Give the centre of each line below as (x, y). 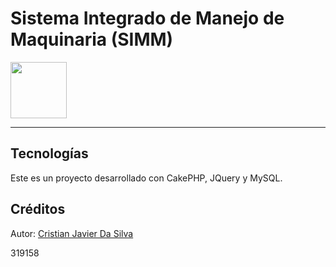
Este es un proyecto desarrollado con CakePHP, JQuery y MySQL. (146, 178)
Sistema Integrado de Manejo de (147, 18)
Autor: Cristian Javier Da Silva (72, 233)
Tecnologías (49, 153)
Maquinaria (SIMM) (92, 39)
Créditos (38, 209)
